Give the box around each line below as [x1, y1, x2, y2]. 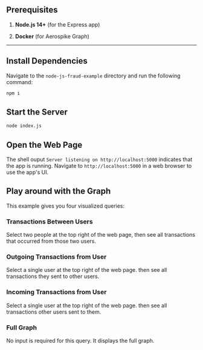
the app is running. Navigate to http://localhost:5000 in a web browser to [6, 162, 192, 169]
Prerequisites [6, 5, 58, 15]
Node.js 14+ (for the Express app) [14, 21, 100, 28]
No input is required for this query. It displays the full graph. [6, 337, 155, 344]
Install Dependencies [6, 56, 88, 66]
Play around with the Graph [6, 186, 111, 196]
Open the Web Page [6, 139, 83, 150]
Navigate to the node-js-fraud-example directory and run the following [6, 72, 181, 79]
